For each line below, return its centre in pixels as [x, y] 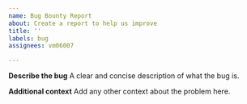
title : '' [25, 31]
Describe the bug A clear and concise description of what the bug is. [124, 76]
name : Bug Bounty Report [50, 16]
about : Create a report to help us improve [83, 23]
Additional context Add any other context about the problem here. [119, 92]
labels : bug [28, 38]
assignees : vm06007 [41, 46]
